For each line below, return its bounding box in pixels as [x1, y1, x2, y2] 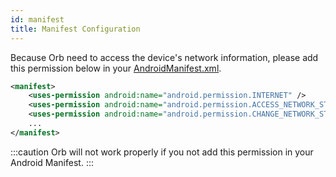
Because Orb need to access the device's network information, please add [10, 51, 319, 63]
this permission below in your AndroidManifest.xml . [10, 62, 222, 74]
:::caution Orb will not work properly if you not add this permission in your [10, 146, 314, 158]
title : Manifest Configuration [10, 24, 141, 34]
